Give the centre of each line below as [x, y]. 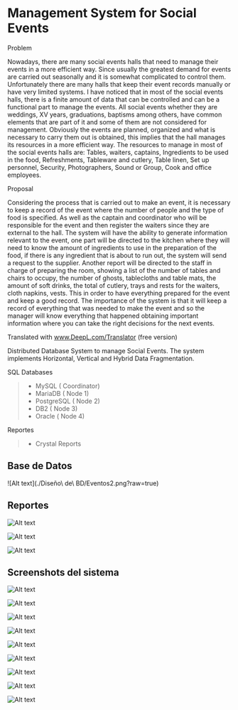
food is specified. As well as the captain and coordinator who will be [107, 217]
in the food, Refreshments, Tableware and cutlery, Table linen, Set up [108, 160]
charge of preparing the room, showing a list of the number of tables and [114, 270]
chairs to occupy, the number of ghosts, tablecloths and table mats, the [112, 278]
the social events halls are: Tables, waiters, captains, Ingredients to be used [118, 152]
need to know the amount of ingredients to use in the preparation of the [112, 247]
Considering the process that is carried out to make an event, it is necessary [119, 202]
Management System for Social [102, 13]
